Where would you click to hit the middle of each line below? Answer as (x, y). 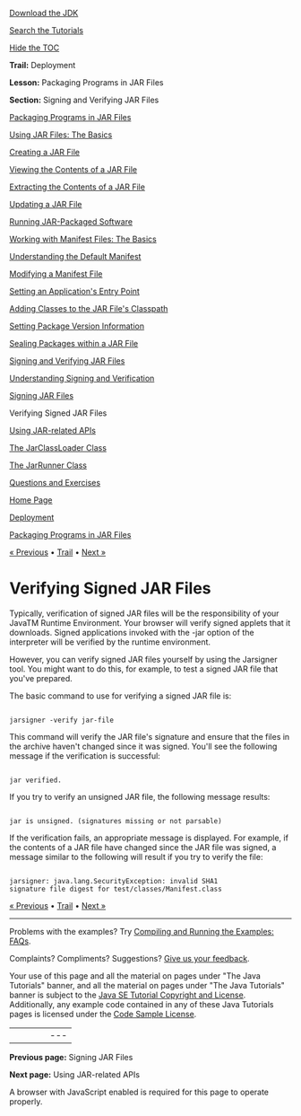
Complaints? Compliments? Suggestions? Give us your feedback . (129, 958)
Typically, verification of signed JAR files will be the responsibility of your (144, 613)
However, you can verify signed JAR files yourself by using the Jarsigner (143, 659)
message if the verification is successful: (85, 756)
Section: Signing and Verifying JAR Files (84, 100)
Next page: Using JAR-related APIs (75, 1074)
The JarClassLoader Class (58, 448)
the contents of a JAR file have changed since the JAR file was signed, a (143, 847)
